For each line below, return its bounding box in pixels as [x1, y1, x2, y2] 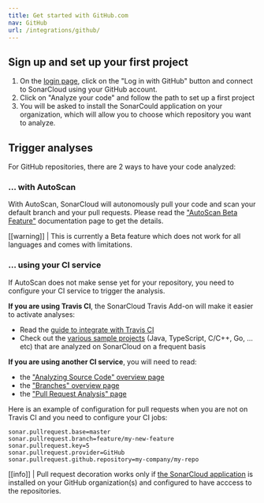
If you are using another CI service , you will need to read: [8, 356, 197, 367]
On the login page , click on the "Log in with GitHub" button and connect [19, 76, 254, 86]
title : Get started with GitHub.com [8, 11, 128, 20]
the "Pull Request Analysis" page [19, 389, 128, 398]
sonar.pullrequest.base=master [8, 427, 111, 436]
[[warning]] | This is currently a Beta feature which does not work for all [8, 232, 241, 241]
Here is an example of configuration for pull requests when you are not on [8, 404, 248, 414]
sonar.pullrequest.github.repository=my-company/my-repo [8, 455, 199, 464]
